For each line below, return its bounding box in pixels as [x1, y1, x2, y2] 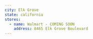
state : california [5, 12, 43, 17]
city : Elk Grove [5, 7, 39, 13]
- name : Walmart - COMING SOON [9, 21, 75, 27]
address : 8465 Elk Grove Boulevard [14, 26, 88, 31]
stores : [5, 17, 21, 22]
